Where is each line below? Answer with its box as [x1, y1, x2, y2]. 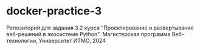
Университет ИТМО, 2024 [38, 37, 106, 44]
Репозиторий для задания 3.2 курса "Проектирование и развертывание [6, 24, 194, 31]
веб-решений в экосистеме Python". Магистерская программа [6, 30, 171, 37]
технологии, [6, 37, 38, 44]
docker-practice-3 [6, 4, 102, 18]
